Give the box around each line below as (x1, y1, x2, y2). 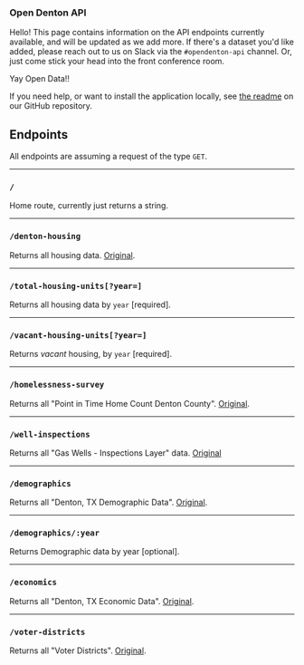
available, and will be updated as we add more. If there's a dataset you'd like (9, 36, 294, 47)
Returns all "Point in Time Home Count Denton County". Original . (9, 398, 251, 409)
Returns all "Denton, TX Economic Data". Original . (9, 595, 195, 606)
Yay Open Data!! (9, 73, 71, 84)
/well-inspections (9, 429, 90, 439)
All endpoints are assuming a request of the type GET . (9, 151, 208, 162)
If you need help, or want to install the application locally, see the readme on (9, 91, 294, 101)
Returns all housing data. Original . (9, 249, 136, 260)
